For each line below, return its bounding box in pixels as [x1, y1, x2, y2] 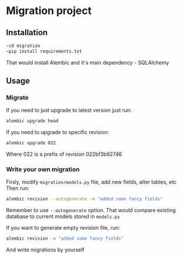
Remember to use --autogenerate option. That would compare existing [6, 207, 176, 214]
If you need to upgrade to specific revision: [6, 129, 110, 136]
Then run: [6, 185, 30, 192]
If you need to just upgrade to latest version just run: [6, 107, 132, 114]
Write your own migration [6, 165, 80, 173]
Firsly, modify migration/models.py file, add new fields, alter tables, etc [6, 179, 177, 186]
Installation [6, 28, 48, 38]
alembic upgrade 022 [6, 140, 57, 146]
